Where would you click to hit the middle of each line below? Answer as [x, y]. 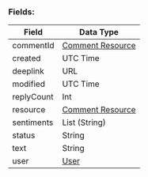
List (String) [84, 122]
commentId [33, 46]
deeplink [28, 71]
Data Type [99, 32]
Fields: [22, 12]
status [24, 135]
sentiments [33, 122]
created [27, 58]
